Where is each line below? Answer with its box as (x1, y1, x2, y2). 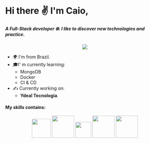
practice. (5, 31, 25, 37)
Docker (20, 74, 35, 80)
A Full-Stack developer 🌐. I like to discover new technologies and (5, 25, 145, 31)
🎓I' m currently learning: (12, 61, 66, 67)
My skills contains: (5, 104, 46, 110)
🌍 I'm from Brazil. (12, 54, 51, 60)
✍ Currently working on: (12, 85, 65, 91)
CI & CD (20, 80, 37, 86)
